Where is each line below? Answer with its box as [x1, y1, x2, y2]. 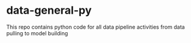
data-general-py [6, 4, 92, 17]
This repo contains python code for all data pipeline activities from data [6, 23, 186, 30]
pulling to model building [6, 29, 68, 36]
